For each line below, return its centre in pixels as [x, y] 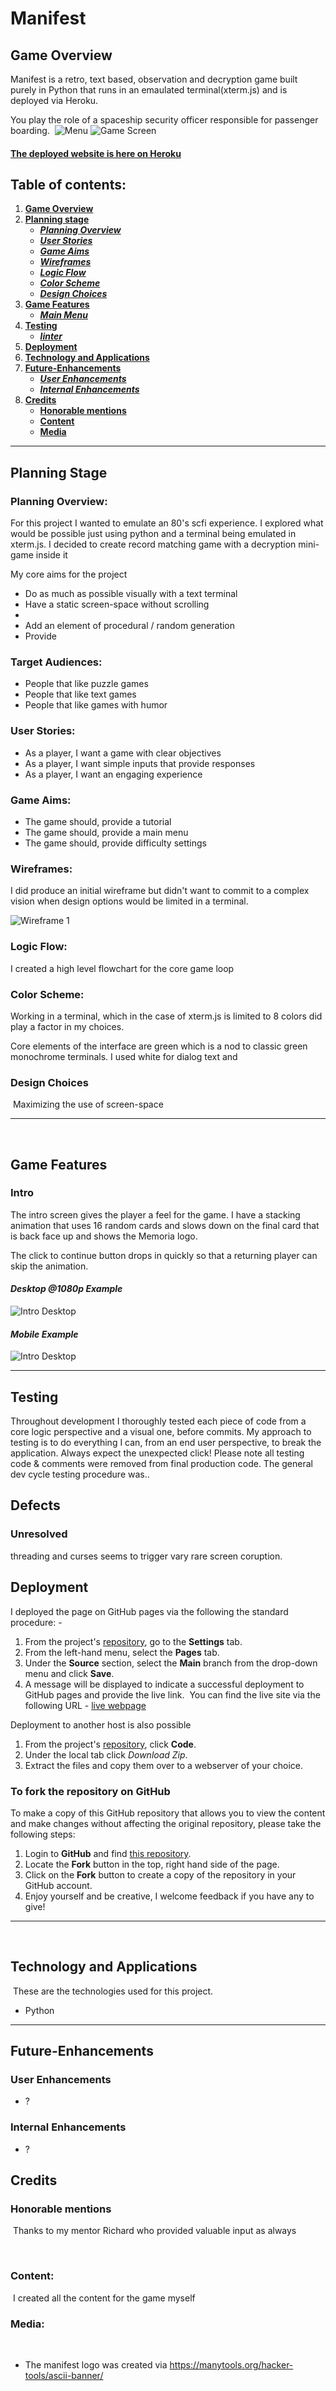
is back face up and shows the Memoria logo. [104, 1236]
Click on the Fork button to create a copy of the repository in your [160, 1874]
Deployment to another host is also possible [101, 1724]
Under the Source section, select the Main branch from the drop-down [171, 1663]
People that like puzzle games [86, 684]
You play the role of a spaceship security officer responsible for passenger [164, 120]
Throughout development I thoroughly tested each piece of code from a [158, 1421]
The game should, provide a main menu [106, 832]
